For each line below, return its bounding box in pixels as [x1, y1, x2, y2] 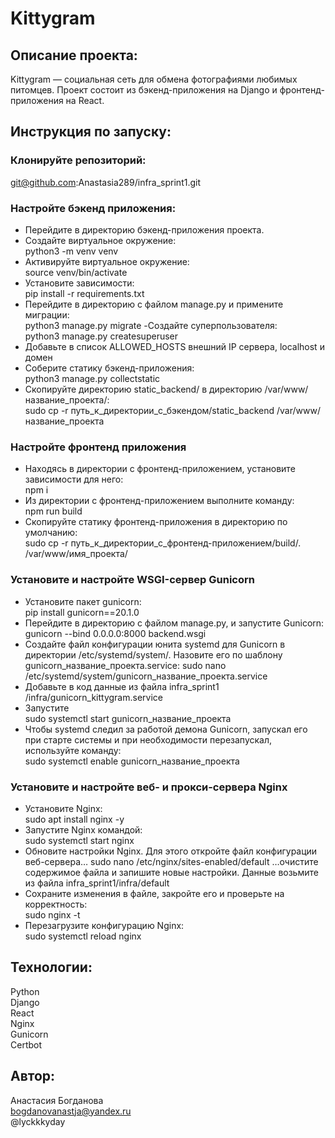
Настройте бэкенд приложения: [10, 201, 177, 215]
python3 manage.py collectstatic [24, 372, 161, 384]
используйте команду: [24, 744, 122, 756]
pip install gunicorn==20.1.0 [24, 606, 140, 618]
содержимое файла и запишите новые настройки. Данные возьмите [24, 866, 319, 878]
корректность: [24, 898, 88, 910]
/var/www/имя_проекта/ [24, 548, 128, 560]
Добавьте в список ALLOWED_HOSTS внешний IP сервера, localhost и [24, 340, 325, 352]
